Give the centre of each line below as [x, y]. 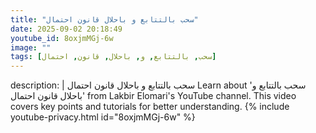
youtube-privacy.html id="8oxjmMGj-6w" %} [103, 117]
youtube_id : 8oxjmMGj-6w [62, 38]
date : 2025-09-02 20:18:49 [66, 29]
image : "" [31, 47]
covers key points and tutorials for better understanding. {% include [150, 107]
